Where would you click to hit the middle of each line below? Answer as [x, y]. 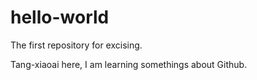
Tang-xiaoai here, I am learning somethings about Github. [129, 64]
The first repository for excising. [76, 45]
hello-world [60, 17]
